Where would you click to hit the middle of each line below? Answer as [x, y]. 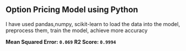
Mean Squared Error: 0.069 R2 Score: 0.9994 [61, 42]
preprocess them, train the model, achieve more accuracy [77, 30]
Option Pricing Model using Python [72, 10]
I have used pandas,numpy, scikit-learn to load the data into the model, [93, 24]
